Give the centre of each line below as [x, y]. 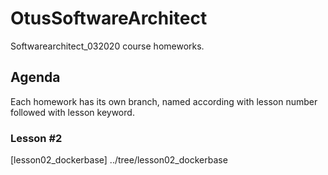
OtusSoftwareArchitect [109, 18]
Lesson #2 [36, 138]
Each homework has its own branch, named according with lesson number [164, 101]
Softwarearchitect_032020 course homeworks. [107, 46]
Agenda [35, 77]
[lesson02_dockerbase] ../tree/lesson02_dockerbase [119, 160]
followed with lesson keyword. [72, 112]
